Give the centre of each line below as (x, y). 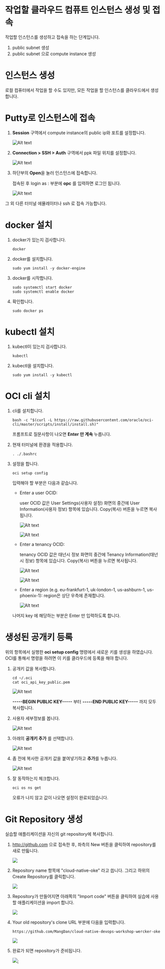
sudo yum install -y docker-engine (49, 268)
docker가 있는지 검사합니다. (39, 239)
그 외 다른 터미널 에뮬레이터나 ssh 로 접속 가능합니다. (56, 203)
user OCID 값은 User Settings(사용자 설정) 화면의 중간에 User (80, 503)
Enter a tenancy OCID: (42, 544)
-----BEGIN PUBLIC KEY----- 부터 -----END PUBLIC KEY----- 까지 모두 (84, 701)
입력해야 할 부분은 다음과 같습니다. (45, 483)
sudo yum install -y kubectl (42, 375)
